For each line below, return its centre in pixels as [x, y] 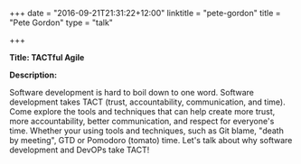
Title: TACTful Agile [47, 57]
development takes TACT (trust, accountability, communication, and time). [148, 102]
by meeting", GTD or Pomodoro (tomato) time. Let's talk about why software [151, 140]
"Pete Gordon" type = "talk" [61, 23]
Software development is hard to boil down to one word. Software [132, 92]
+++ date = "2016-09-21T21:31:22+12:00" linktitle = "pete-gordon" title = [146, 13]
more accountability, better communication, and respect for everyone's [142, 121]
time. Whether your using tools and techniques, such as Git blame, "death [147, 131]
